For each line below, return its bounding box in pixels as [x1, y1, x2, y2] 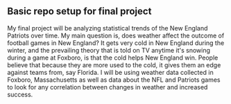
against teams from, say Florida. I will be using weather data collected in [7, 68, 214, 76]
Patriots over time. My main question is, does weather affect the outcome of [7, 31, 225, 40]
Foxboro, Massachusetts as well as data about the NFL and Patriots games [7, 76, 221, 84]
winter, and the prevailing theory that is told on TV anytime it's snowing [7, 46, 210, 54]
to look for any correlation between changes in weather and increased [7, 83, 208, 91]
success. [7, 90, 33, 98]
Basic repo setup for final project [7, 6, 152, 17]
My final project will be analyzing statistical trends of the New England [7, 24, 208, 32]
